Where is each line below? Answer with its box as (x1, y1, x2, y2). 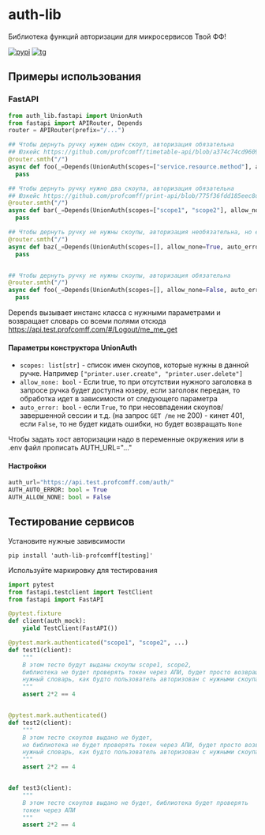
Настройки (8, 461, 47, 470)
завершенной (19, 411, 66, 420)
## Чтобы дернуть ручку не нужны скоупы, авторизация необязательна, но (8, 228, 252, 236)
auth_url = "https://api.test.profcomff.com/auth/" (8, 479, 175, 487)
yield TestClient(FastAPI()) (22, 624, 118, 632)
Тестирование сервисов (8, 515, 135, 529)
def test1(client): (8, 646, 73, 654)
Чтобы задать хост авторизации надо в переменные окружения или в (8, 435, 244, 444)
